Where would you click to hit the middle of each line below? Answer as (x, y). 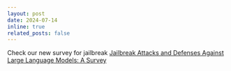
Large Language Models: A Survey (57, 61)
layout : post (26, 14)
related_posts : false (39, 33)
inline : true (26, 26)
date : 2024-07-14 (32, 20)
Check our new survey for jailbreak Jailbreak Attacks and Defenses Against (116, 53)
